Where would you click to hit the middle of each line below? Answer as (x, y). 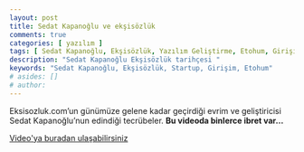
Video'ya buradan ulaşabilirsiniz (69, 138)
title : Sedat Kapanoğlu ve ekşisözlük (82, 26)
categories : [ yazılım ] (56, 43)
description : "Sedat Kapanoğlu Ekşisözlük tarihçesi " (115, 60)
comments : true (38, 34)
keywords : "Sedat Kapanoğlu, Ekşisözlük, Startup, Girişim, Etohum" (141, 69)
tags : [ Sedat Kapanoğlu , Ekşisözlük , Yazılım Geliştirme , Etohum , (139, 52)
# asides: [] (34, 77)
